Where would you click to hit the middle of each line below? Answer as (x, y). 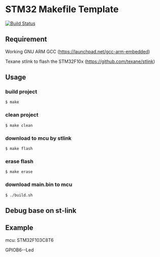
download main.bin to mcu (39, 185)
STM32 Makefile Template (62, 9)
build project (21, 92)
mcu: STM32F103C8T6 (29, 240)
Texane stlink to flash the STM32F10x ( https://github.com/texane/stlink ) (80, 61)
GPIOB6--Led (20, 250)
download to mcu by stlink (39, 138)
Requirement (26, 39)
